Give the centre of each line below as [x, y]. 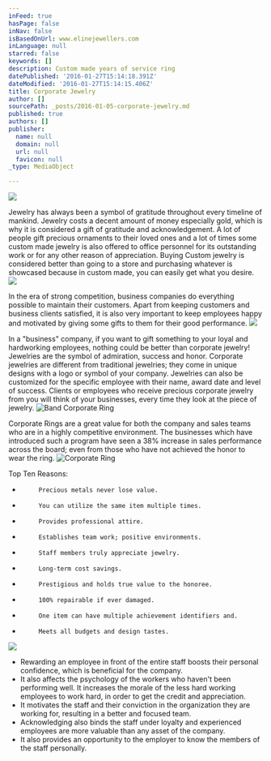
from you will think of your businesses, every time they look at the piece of [133, 399]
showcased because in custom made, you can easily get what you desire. [131, 273]
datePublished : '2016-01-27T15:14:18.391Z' [83, 76]
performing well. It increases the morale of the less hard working [128, 688]
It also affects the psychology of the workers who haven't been [125, 679]
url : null [32, 152]
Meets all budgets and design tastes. [104, 632]
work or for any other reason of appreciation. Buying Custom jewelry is [127, 256]
